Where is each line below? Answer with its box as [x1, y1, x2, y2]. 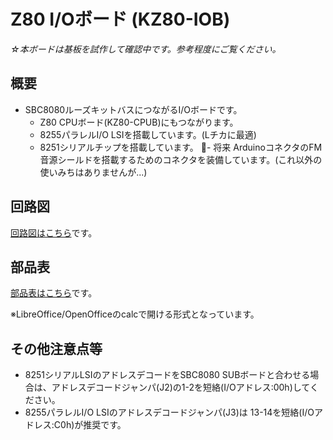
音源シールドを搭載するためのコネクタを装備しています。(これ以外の [39, 153, 323, 165]
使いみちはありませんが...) [39, 166, 148, 178]
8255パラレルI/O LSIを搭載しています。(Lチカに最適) [39, 128, 257, 140]
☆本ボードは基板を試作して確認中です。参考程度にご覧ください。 [10, 43, 282, 55]
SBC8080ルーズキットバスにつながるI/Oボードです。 [24, 103, 243, 115]
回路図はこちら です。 [10, 226, 98, 239]
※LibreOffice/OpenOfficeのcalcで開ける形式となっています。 [10, 308, 260, 320]
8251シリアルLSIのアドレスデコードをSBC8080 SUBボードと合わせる [24, 369, 311, 381]
